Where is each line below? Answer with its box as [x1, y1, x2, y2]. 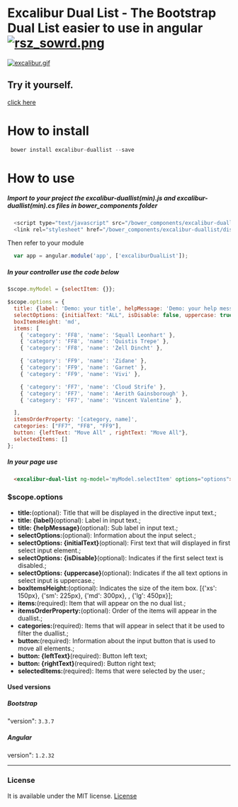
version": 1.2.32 [7, 751, 55, 759]
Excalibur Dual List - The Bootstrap [7, 5, 217, 21]
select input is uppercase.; [17, 576, 96, 584]
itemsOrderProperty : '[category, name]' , [13, 416, 138, 423]
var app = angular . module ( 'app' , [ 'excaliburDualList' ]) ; [13, 252, 189, 260]
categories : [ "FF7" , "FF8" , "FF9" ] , [13, 423, 122, 430]
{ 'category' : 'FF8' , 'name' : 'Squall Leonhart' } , [20, 331, 176, 338]
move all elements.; [17, 644, 74, 652]
